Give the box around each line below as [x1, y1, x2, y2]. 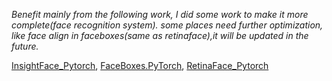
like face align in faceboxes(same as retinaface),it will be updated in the [11, 30, 309, 41]
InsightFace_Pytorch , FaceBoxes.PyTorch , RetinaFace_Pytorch [11, 60, 269, 71]
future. [11, 40, 39, 52]
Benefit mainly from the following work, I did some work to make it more [11, 9, 309, 20]
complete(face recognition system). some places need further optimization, [11, 19, 324, 31]
